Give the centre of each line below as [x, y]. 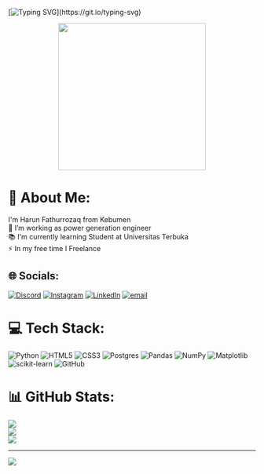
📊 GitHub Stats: [62, 397]
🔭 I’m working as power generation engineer [80, 228]
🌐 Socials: [34, 276]
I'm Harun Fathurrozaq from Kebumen [70, 219]
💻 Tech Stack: [57, 328]
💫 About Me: [49, 198]
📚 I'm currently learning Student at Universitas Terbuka [98, 236]
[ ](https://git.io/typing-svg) [75, 12]
